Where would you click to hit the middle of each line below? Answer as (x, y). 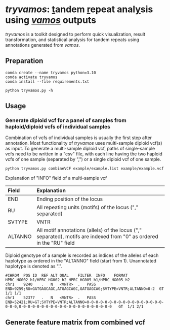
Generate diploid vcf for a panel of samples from (66, 120)
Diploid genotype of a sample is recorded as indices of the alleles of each (82, 255)
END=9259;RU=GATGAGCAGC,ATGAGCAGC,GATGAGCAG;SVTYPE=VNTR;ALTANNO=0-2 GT (85, 289)
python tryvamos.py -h (29, 90)
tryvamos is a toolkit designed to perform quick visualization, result (75, 34)
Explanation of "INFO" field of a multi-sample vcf (56, 178)
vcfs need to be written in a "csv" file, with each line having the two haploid (84, 154)
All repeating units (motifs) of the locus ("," (87, 208)
